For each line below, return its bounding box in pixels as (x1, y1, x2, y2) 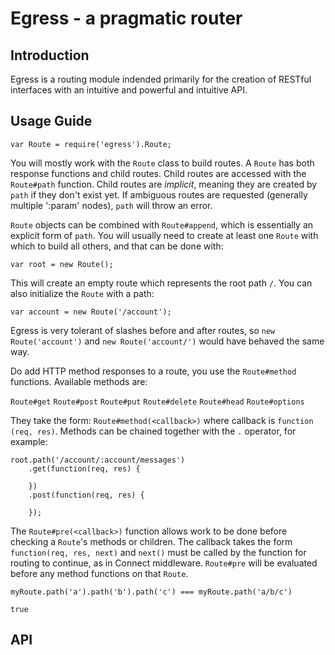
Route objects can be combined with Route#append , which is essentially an (10, 218, 314, 231)
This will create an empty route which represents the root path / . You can (10, 277, 313, 289)
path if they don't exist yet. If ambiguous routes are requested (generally (10, 188, 308, 201)
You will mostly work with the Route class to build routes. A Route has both (10, 157, 315, 169)
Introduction (10, 47, 90, 64)
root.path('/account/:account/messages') (10, 455, 186, 465)
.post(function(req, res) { (28, 490, 145, 500)
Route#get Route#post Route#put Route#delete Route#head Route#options (10, 397, 305, 407)
